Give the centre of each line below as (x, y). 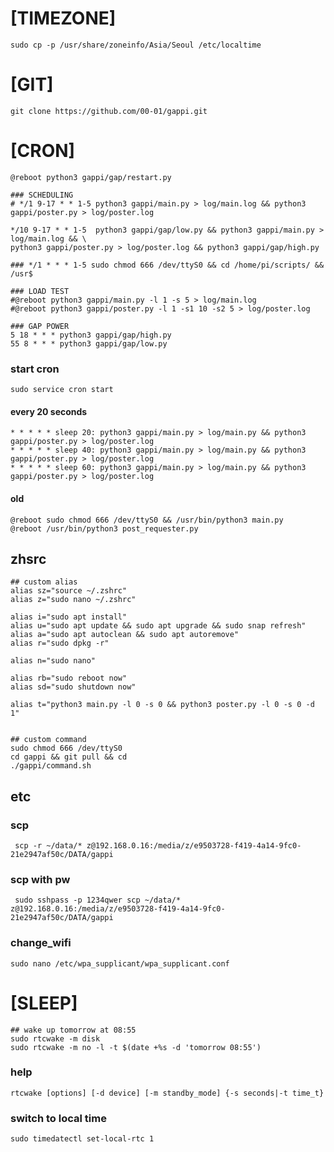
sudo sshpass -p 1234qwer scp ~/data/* (98, 900)
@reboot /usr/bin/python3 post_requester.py (104, 528)
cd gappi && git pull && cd (69, 757)
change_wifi (41, 943)
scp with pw (40, 879)
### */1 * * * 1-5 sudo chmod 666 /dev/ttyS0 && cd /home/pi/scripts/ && (167, 265)
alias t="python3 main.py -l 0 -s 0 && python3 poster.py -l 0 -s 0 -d (162, 705)
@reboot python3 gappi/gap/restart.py (91, 177)
